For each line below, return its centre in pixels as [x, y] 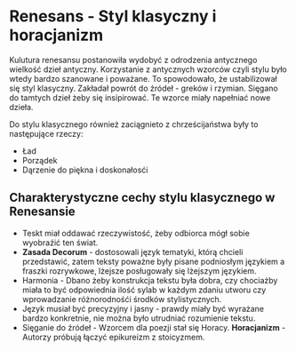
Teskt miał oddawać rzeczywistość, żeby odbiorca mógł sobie [136, 233]
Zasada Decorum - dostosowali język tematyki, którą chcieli [132, 251]
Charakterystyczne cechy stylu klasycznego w [142, 198]
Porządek [40, 160]
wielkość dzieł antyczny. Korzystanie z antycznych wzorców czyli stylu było [148, 69]
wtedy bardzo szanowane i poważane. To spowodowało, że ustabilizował [143, 78]
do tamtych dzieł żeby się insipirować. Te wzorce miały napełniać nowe [140, 97]
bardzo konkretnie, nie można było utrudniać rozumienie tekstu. [139, 318]
